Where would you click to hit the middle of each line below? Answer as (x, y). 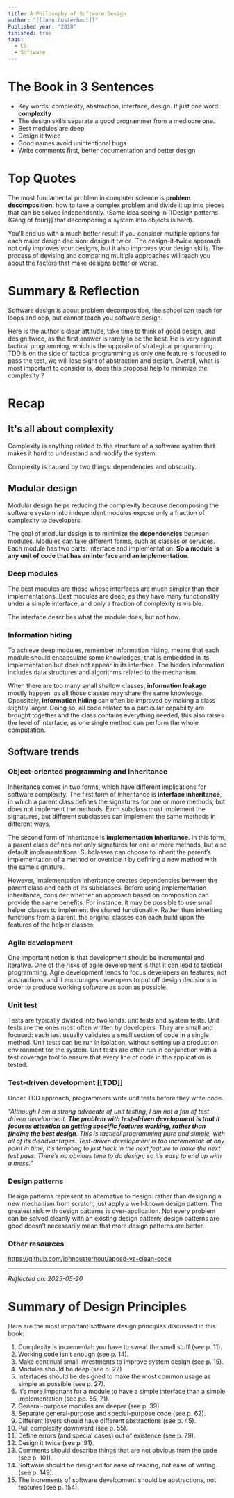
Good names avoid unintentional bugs (72, 143)
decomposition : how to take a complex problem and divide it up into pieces (116, 205)
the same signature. (36, 867)
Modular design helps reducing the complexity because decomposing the (114, 505)
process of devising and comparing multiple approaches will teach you (109, 255)
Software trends (44, 752)
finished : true (30, 33)
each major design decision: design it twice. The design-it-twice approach (115, 241)
